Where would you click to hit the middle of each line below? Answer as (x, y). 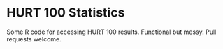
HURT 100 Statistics (66, 13)
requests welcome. (34, 39)
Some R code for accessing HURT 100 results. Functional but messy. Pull (111, 32)
